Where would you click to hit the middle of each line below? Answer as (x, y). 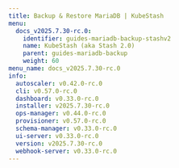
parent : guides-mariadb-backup (75, 53)
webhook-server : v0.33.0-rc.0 (66, 151)
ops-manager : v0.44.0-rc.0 (61, 114)
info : (17, 76)
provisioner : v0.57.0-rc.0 (61, 121)
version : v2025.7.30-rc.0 (59, 143)
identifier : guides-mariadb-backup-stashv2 (97, 38)
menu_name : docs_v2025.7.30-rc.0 (65, 69)
